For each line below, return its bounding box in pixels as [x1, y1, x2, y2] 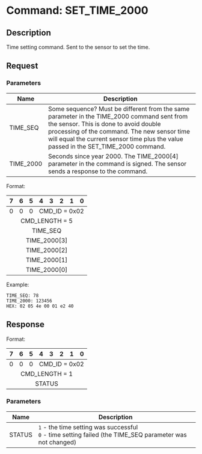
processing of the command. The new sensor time [47, 127, 191, 135]
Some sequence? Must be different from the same [47, 105, 190, 113]
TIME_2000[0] [26, 265, 68, 274]
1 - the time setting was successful [38, 423, 138, 431]
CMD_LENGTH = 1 [20, 369, 73, 378]
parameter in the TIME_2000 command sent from [47, 112, 188, 120]
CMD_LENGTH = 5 [20, 216, 73, 225]
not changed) [38, 438, 77, 446]
